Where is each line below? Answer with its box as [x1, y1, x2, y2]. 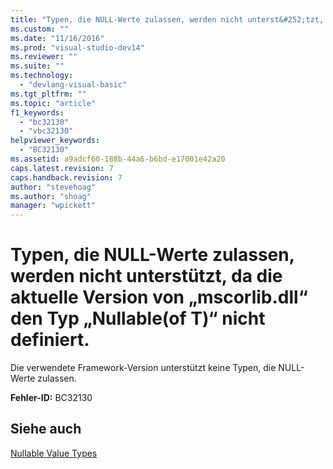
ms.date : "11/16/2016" [10, 33, 105, 43]
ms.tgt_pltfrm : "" [10, 89, 87, 99]
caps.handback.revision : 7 [10, 172, 123, 183]
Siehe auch [10, 421, 82, 438]
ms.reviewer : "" [10, 52, 78, 62]
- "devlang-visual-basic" [19, 80, 128, 90]
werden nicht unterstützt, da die [10, 265, 283, 288]
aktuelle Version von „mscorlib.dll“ [10, 286, 308, 309]
